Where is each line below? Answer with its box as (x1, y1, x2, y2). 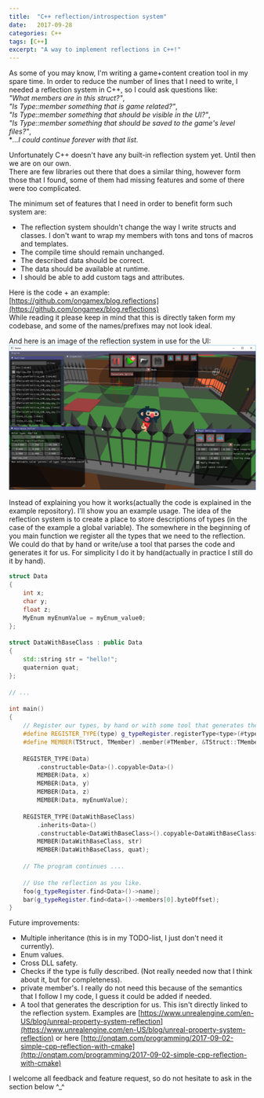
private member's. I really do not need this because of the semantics (20, 983, 243, 993)
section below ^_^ (9, 1082, 65, 1092)
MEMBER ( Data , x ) (37, 771, 90, 779)
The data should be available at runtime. (20, 264, 150, 274)
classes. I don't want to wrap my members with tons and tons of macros (20, 231, 254, 240)
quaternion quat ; (23, 664, 80, 672)
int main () (9, 705, 45, 713)
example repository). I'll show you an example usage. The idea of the (9, 507, 232, 516)
